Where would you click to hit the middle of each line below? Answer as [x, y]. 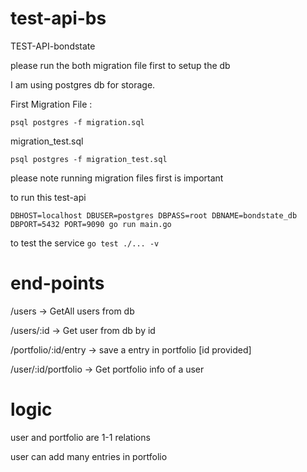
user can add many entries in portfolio [89, 456]
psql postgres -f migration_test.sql [89, 159]
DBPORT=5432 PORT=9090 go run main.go [91, 224]
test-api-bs [58, 18]
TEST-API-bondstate [53, 46]
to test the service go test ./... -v [85, 243]
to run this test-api [48, 197]
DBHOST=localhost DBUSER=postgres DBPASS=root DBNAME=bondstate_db [154, 215]
